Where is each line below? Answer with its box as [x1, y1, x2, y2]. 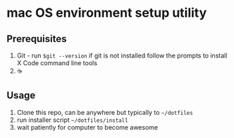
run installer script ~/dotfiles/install [16, 116, 128, 124]
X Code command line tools [16, 59, 98, 67]
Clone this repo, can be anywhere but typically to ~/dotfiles [16, 108, 193, 116]
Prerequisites [6, 33, 67, 45]
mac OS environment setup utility [6, 5, 207, 21]
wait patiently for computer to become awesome [16, 123, 159, 131]
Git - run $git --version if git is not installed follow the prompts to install [16, 51, 228, 60]
